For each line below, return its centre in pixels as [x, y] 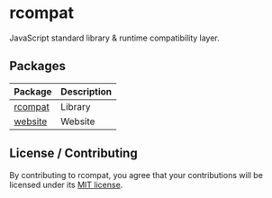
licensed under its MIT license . [66, 184]
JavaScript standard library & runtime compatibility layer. [115, 38]
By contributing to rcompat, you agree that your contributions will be [136, 175]
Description [86, 91]
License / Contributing [73, 153]
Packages [37, 66]
